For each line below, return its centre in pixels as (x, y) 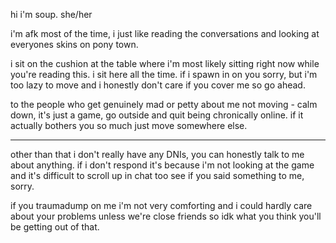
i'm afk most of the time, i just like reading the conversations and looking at (165, 33)
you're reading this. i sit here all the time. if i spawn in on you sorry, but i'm (164, 74)
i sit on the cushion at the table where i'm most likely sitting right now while (165, 63)
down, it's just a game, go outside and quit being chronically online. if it (157, 115)
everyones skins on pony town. (74, 44)
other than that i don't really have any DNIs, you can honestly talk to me (157, 154)
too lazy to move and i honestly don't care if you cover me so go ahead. (158, 85)
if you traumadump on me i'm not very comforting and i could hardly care (161, 205)
